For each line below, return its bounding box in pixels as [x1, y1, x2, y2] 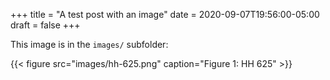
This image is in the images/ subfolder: [10, 39, 169, 50]
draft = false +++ [10, 19, 81, 31]
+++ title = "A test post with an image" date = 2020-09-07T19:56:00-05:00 [10, 9, 320, 20]
